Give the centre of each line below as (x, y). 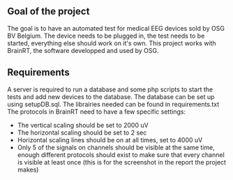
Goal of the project (48, 12)
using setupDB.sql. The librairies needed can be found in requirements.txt (113, 104)
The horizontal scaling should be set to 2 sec (82, 133)
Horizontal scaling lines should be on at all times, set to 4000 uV (110, 140)
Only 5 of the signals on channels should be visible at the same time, (116, 147)
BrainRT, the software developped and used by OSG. (83, 50)
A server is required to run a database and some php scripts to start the (110, 89)
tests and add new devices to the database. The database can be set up (111, 96)
